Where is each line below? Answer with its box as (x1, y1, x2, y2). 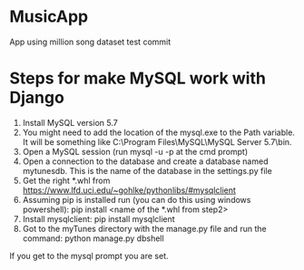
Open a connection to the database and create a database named (22, 156, 269, 167)
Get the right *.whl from (22, 175, 111, 186)
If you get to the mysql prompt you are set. (9, 250, 170, 261)
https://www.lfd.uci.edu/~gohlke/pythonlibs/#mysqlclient (22, 184, 236, 196)
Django (9, 88, 65, 108)
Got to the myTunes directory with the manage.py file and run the (22, 223, 267, 234)
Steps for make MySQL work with (9, 68, 266, 89)
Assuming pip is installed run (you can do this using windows (22, 194, 251, 205)
